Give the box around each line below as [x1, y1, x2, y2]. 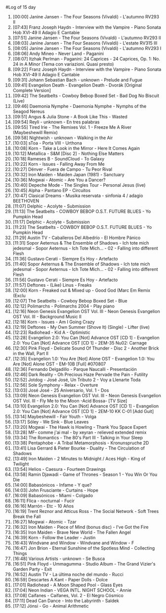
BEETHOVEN [12, 198, 40, 204]
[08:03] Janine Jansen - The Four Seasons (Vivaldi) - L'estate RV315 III [12, 40, 158, 46]
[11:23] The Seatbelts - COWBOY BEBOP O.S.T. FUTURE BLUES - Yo [12, 224, 152, 230]
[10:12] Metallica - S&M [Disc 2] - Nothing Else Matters [12, 151, 124, 156]
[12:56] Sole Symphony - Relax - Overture [12, 382, 98, 388]
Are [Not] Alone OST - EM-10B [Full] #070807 [12, 361, 106, 367]
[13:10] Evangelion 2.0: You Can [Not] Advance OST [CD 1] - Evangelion [12, 403, 159, 409]
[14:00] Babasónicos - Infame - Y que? [12, 482, 92, 488]
